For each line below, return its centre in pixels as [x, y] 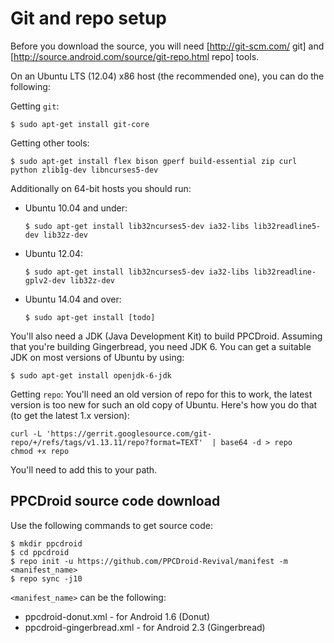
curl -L [26, 433]
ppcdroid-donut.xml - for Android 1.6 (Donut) [117, 616]
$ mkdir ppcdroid [46, 543]
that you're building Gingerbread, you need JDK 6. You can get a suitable [161, 346]
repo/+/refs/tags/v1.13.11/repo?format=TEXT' [106, 442]
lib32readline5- [287, 226]
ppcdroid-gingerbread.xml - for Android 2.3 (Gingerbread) [145, 627]
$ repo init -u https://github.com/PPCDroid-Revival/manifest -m [149, 561]
